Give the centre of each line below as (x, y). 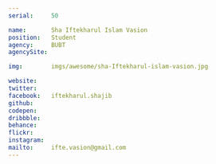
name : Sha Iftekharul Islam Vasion (78, 30)
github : (21, 103)
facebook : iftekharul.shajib (60, 96)
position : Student (43, 37)
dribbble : (25, 118)
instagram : (26, 140)
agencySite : (28, 53)
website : (23, 81)
